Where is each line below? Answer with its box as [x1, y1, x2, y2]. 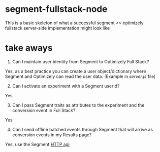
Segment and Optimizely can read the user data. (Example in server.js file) [5, 73, 156, 79]
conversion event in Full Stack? [12, 107, 75, 113]
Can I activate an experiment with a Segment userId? [12, 83, 120, 89]
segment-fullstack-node [5, 3, 107, 15]
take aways [5, 42, 53, 54]
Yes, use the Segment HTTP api [5, 141, 70, 147]
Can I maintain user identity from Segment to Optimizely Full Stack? [12, 58, 149, 65]
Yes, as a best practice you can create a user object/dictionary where [5, 68, 146, 74]
